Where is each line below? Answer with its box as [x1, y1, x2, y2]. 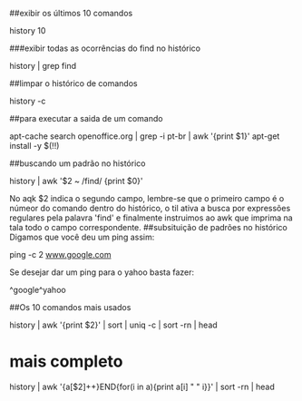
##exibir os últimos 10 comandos [9, 8, 133, 18]
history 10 [9, 25, 46, 35]
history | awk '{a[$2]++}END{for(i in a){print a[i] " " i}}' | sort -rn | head [9, 381, 275, 392]
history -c [9, 95, 46, 106]
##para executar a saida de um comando [9, 113, 163, 123]
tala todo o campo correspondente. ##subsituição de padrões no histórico [9, 222, 287, 232]
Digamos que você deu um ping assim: [9, 231, 155, 242]
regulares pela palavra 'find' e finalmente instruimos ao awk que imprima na [9, 212, 293, 223]
